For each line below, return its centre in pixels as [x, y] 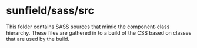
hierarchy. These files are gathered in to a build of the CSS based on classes [99, 32]
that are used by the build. [38, 39]
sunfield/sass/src [50, 11]
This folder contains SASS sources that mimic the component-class [88, 27]
